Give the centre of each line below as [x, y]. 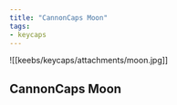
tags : [20, 26]
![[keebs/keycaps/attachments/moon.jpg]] [89, 61]
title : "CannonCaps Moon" [58, 18]
